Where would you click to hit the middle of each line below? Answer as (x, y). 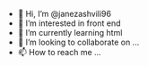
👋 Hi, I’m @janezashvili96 (65, 14)
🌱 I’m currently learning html (70, 33)
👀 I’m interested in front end (69, 23)
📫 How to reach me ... (59, 52)
